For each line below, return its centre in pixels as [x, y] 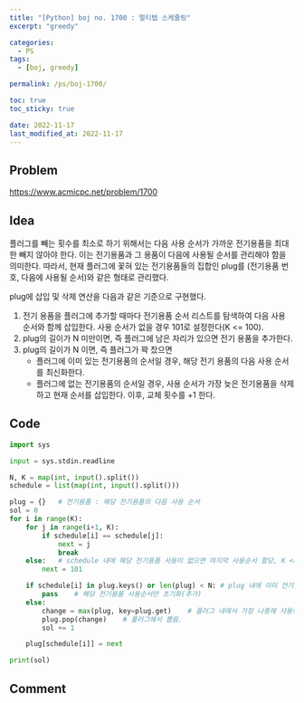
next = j [74, 544]
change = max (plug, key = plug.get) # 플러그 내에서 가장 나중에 [159, 611]
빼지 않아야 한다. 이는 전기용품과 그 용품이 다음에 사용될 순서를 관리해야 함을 [152, 255]
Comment [38, 689]
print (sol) [30, 660]
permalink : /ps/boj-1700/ [58, 84]
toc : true [28, 100]
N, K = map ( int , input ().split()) [75, 477]
